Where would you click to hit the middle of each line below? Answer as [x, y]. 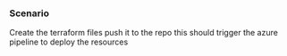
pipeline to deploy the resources [69, 42]
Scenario [29, 13]
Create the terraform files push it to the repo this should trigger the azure [144, 33]
